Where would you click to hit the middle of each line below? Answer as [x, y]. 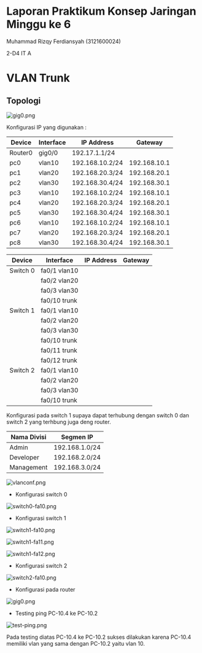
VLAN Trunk [38, 78]
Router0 [21, 153]
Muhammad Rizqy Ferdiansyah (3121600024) [64, 41]
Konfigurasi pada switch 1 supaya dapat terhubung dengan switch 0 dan [98, 415]
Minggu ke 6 [39, 24]
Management [29, 467]
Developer [25, 457]
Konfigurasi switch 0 [41, 494]
